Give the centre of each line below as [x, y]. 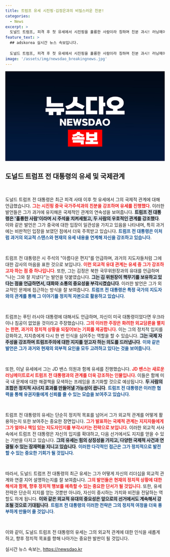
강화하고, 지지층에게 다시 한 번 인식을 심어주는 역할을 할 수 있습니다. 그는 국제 [81, 336]
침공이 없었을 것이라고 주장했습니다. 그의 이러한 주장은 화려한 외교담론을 [85, 323]
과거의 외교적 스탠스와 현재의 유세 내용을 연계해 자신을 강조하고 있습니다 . [81, 237]
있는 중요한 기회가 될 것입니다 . [45, 453]
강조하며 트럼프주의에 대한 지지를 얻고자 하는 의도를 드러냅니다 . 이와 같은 [89, 342]
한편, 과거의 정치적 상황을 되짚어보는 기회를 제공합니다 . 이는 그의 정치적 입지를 [87, 329]
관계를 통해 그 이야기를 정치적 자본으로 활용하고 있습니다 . [70, 296]
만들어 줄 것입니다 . [36, 511]
